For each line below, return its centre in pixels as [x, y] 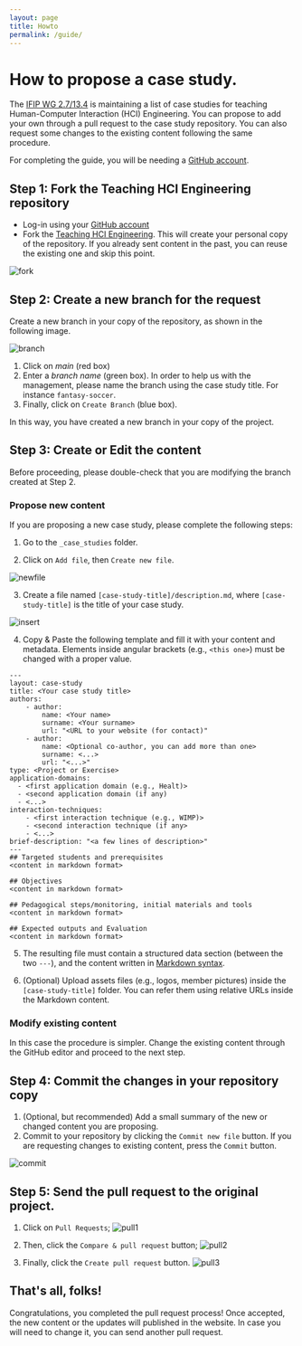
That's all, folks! [56, 1291]
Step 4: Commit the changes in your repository [144, 1081]
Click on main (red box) [66, 365]
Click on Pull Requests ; [66, 1228]
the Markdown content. [66, 1000]
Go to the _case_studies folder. [80, 543]
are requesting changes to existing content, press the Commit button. [150, 1146]
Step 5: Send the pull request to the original [134, 1192]
